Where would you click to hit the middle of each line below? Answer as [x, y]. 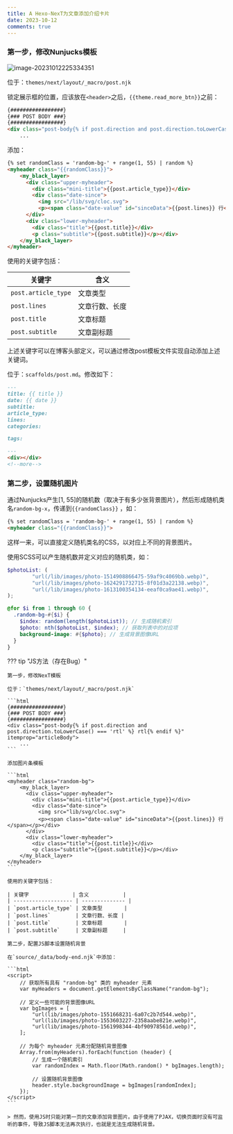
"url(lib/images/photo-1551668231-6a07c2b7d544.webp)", [114, 1015]
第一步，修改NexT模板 [34, 676]
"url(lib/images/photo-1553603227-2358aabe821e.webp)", [114, 1021]
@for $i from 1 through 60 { [49, 608]
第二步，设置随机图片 [43, 483]
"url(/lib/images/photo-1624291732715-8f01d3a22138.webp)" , [121, 583]
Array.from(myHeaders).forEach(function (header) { [96, 1053]
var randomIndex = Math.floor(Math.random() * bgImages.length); [129, 1066]
